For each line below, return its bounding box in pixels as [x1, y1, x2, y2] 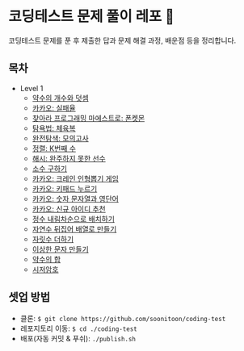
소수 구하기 [32, 163, 67, 173]
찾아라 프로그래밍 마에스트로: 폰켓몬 [32, 113, 145, 123]
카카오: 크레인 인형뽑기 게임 [32, 173, 119, 183]
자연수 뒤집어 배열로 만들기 [32, 224, 117, 234]
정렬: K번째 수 [32, 143, 77, 153]
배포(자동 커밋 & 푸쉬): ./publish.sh [19, 333, 136, 343]
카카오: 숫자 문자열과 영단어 [32, 194, 119, 203]
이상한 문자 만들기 [32, 244, 89, 254]
